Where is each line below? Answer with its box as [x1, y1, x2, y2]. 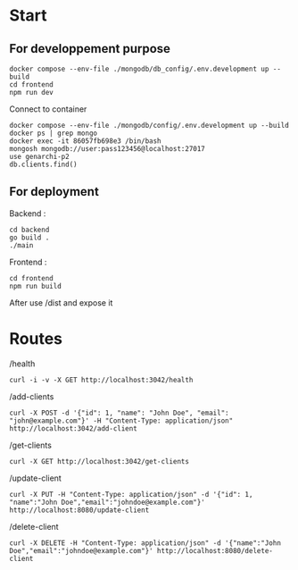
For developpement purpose [9, 41, 171, 56]
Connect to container [9, 104, 87, 114]
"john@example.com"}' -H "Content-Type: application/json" [9, 416, 234, 425]
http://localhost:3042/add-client [9, 423, 138, 433]
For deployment [9, 184, 100, 199]
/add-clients [9, 390, 54, 402]
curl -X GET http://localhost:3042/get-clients [9, 457, 190, 465]
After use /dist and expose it [9, 297, 113, 308]
